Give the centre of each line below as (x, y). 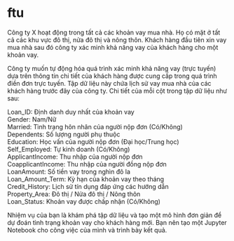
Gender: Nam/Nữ (32, 119)
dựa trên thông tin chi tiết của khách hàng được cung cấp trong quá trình (112, 76)
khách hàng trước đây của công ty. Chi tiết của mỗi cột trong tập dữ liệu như (117, 91)
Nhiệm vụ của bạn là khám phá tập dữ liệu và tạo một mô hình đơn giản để (115, 215)
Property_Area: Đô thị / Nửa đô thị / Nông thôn (74, 194)
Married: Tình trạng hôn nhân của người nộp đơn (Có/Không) (95, 126)
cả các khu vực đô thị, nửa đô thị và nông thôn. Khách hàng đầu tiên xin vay (117, 39)
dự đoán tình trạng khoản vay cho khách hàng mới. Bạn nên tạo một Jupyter (117, 222)
